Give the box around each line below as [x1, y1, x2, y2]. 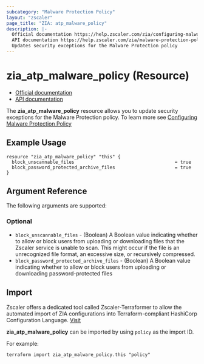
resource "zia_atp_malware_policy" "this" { [6, 153, 121, 160]
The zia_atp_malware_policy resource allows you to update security [6, 107, 178, 114]
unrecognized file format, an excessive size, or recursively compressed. [15, 250, 195, 258]
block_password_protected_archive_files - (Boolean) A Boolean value [15, 257, 191, 264]
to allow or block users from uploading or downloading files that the [15, 237, 185, 244]
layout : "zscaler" [6, 15, 53, 21]
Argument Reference [6, 186, 87, 197]
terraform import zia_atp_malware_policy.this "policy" [6, 351, 151, 358]
